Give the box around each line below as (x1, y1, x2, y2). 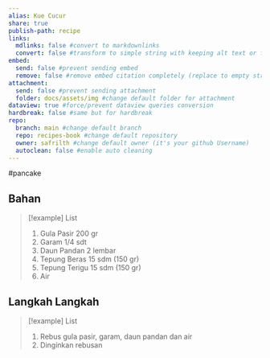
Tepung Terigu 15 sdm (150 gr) (39, 263, 141, 273)
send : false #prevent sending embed (15, 64, 138, 72)
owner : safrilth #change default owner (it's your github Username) (15, 138, 250, 147)
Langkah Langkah (8, 294, 100, 308)
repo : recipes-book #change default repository (15, 131, 178, 139)
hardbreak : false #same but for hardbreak (8, 109, 153, 117)
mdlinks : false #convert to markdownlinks (15, 42, 160, 50)
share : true (8, 19, 48, 27)
